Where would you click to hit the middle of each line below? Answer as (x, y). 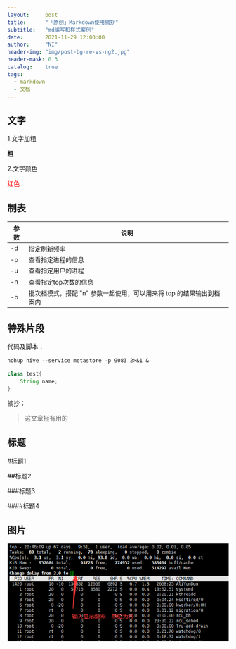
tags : (15, 74)
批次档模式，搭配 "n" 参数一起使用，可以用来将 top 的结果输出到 (121, 293)
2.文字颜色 (22, 168)
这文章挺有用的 (46, 418)
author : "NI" (33, 45)
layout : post (33, 15)
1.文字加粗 (22, 139)
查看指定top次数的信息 (61, 282)
